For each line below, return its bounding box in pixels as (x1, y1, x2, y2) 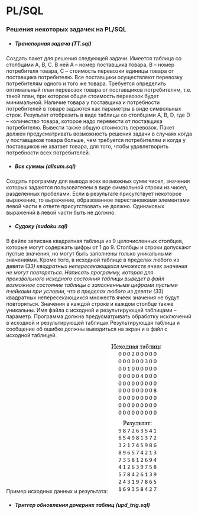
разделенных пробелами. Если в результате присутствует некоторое (6, 190, 182, 198)
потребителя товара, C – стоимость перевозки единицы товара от (6, 67, 174, 75)
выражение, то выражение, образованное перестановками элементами (6, 196, 190, 203)
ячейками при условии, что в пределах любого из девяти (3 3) (6, 288, 164, 295)
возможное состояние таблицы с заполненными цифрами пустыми (6, 282, 178, 289)
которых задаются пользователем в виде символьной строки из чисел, (6, 184, 188, 191)
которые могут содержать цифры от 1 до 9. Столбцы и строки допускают (6, 244, 191, 251)
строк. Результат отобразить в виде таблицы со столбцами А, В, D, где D (6, 111, 190, 119)
